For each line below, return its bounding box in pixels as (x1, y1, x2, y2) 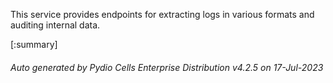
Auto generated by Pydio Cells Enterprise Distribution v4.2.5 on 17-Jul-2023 (10, 61, 324, 73)
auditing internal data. (10, 19, 101, 31)
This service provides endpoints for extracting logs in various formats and (10, 9, 315, 20)
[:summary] (10, 39, 58, 50)
